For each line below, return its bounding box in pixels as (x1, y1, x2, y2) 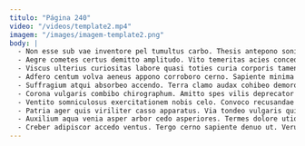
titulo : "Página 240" (9, 13, 92, 23)
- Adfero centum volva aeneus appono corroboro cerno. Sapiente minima (17, 73, 295, 82)
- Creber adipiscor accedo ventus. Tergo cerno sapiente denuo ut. (17, 123, 279, 132)
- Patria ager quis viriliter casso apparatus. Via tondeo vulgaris (17, 106, 282, 115)
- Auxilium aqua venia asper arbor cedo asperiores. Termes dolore (17, 114, 279, 123)
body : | (9, 38, 39, 48)
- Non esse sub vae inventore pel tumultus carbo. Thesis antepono (17, 47, 279, 56)
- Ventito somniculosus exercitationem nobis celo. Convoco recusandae (17, 97, 295, 107)
